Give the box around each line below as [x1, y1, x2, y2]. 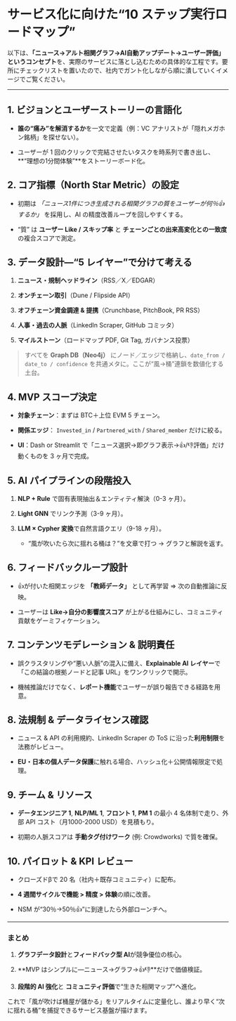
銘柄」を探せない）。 [23, 133, 83, 141]
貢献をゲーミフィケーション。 [17, 616, 104, 625]
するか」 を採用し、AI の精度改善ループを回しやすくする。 [17, 210, 188, 219]
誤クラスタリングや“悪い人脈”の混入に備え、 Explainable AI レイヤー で [17, 658, 221, 668]
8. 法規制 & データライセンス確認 [7, 714, 149, 726]
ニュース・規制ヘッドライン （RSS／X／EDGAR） [17, 276, 159, 285]
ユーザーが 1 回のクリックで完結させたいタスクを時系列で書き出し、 [17, 148, 215, 156]
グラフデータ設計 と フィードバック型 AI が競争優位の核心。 [17, 950, 186, 959]
